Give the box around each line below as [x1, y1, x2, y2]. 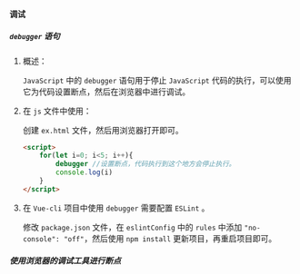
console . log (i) [55, 168, 114, 177]
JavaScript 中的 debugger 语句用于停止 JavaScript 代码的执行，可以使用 [22, 74, 292, 85]
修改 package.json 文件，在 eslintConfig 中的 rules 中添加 [22, 221, 243, 232]
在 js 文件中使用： [22, 105, 92, 116]
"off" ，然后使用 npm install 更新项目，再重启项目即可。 [63, 232, 277, 244]
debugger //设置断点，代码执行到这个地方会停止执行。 [55, 160, 236, 169]
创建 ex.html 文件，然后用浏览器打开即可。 [22, 124, 184, 135]
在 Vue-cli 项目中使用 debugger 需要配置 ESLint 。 [22, 202, 210, 213]
